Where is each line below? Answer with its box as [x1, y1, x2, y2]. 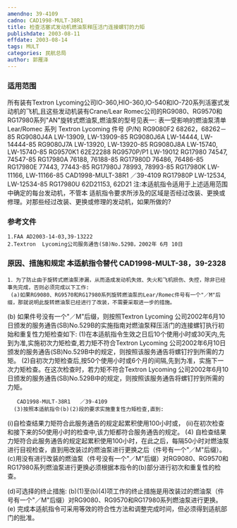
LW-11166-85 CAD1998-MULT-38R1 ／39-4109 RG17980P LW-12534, [25, 171, 226, 180]
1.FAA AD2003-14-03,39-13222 [7, 234, 93, 241]
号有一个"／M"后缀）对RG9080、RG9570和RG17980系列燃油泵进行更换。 [7, 496, 222, 504]
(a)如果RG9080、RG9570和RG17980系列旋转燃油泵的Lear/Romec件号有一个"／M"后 [10, 291, 221, 299]
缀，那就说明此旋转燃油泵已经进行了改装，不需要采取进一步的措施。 [7, 299, 176, 306]
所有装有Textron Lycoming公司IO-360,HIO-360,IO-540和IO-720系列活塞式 [7, 98, 224, 107]
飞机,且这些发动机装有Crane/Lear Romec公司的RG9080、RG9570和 [25, 107, 223, 116]
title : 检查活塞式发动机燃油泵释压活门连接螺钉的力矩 [7, 23, 145, 30]
